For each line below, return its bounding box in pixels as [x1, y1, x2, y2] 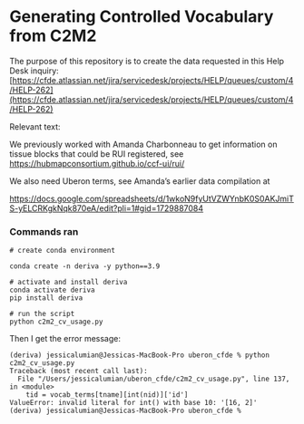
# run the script [9, 310, 75, 319]
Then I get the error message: [9, 333, 121, 344]
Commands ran [9, 225, 79, 237]
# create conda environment [9, 246, 116, 255]
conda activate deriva [9, 285, 95, 295]
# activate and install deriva [9, 278, 128, 287]
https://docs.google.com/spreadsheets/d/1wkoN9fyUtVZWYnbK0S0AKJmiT [9, 193, 295, 204]
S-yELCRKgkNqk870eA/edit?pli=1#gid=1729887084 [9, 202, 204, 214]
